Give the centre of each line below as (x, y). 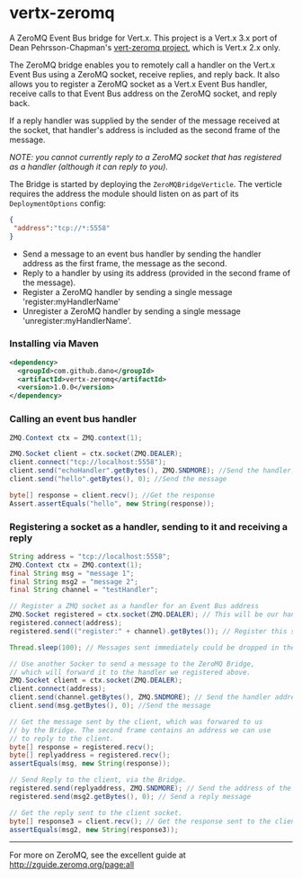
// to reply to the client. (62, 739)
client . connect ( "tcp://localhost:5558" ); (88, 462)
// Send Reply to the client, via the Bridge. (98, 780)
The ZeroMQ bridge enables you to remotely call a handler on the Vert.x (142, 65)
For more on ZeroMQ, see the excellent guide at (98, 855)
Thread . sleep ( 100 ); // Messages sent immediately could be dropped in (144, 647)
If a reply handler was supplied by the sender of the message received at (145, 121)
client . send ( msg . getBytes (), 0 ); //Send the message (110, 706)
